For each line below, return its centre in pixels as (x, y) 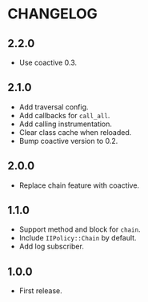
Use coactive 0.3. (48, 62)
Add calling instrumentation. (66, 124)
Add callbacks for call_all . (64, 115)
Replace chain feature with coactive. (79, 185)
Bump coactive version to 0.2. (68, 141)
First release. (40, 291)
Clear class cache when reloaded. (75, 132)
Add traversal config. (54, 107)
